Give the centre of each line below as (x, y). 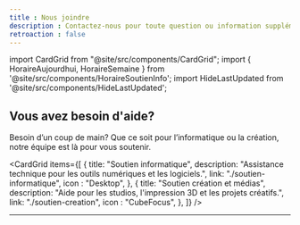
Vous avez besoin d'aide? (82, 116)
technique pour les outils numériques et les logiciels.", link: (117, 174)
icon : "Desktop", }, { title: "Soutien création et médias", (164, 183)
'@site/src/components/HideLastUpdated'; (88, 88)
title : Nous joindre (50, 17)
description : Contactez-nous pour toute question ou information (135, 26)
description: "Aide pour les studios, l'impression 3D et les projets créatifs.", (146, 193)
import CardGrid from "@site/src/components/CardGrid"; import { (130, 60)
